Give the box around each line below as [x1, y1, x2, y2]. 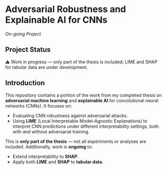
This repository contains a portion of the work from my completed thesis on [5, 92, 162, 98]
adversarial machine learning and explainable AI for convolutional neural [5, 97, 158, 104]
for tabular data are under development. [5, 64, 88, 70]
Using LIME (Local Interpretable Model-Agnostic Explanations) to [12, 118, 147, 124]
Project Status [5, 45, 51, 54]
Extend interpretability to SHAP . [12, 153, 79, 159]
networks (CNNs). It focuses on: [5, 103, 72, 109]
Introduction [5, 79, 45, 88]
